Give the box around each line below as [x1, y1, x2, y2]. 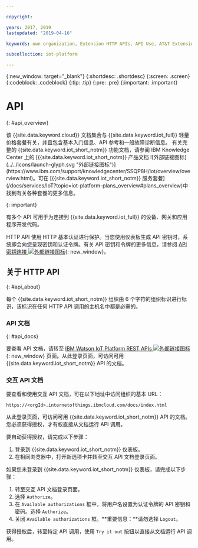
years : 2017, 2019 [6, 24, 51, 30]
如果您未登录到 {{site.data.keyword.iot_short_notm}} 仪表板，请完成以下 [6, 466, 181, 473]
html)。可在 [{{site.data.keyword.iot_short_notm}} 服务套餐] [20, 175, 165, 182]
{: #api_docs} [6, 333, 39, 340]
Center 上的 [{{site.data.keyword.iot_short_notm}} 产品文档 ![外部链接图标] [6, 154, 187, 161]
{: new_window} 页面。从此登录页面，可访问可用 [6, 352, 124, 359]
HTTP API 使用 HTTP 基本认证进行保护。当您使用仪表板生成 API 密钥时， [6, 234, 183, 241]
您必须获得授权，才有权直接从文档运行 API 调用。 [6, 421, 126, 428]
